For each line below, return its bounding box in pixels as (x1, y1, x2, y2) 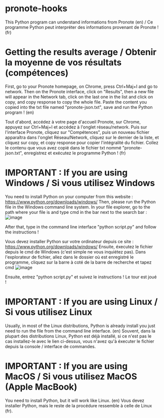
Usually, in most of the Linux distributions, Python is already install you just (5, 323, 155, 329)
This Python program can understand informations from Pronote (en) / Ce (5, 19, 153, 25)
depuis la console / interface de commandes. (5, 343, 96, 349)
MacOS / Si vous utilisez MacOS (5, 371, 138, 382)
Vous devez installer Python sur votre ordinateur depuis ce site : (5, 238, 134, 244)
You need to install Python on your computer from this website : (5, 193, 133, 199)
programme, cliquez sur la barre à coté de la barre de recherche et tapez (5, 259, 152, 265)
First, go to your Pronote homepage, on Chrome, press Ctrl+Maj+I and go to (5, 84, 158, 89)
